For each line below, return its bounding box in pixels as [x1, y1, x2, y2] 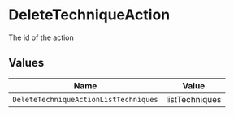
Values [8, 56, 45, 70]
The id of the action [8, 32, 75, 42]
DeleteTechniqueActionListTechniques [12, 95, 158, 104]
